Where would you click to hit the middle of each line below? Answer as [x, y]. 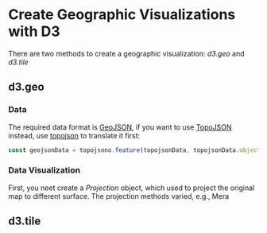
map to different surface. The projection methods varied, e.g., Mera [119, 196]
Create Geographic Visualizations [122, 15]
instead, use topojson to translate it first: [74, 135]
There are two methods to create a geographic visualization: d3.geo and [126, 53]
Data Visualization [44, 170]
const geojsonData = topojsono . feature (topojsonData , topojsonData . [124, 150]
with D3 [35, 31]
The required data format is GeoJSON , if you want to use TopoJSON [120, 127]
